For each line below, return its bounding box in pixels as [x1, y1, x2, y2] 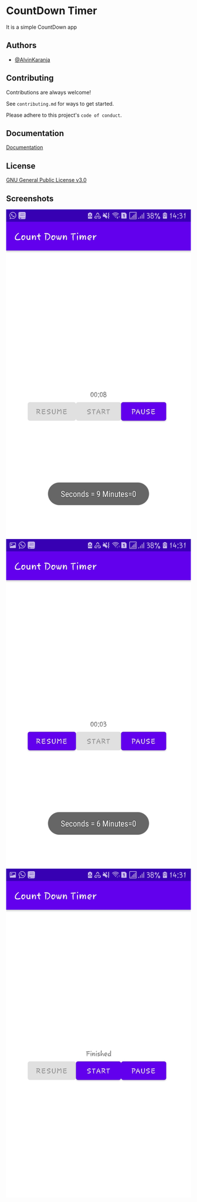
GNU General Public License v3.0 [6, 177, 87, 184]
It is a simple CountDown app [6, 23, 77, 31]
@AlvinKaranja [14, 56, 50, 63]
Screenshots [6, 194, 54, 204]
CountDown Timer [6, 4, 97, 18]
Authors [6, 40, 37, 50]
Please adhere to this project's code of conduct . [6, 111, 122, 118]
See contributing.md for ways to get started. [6, 100, 114, 107]
